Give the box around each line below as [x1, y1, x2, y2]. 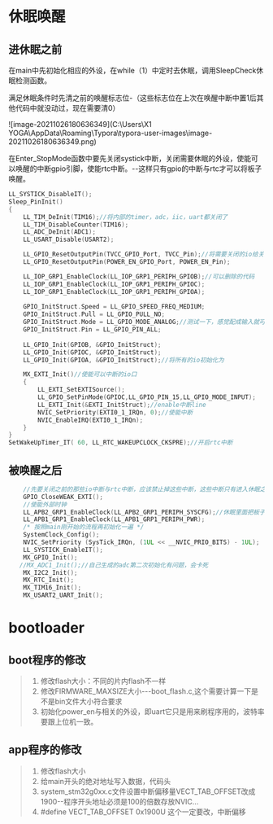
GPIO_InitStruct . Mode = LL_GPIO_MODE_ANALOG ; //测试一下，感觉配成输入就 [23, 318, 260, 327]
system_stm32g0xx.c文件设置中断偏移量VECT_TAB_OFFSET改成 [40, 787, 256, 796]
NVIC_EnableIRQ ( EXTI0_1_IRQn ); [37, 416, 144, 424]
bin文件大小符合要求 [54, 697, 123, 707]
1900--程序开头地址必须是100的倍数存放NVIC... [40, 796, 199, 806]
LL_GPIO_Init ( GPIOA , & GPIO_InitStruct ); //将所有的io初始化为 [23, 356, 225, 364]
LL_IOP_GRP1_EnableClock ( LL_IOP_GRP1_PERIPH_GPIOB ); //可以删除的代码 [23, 272, 255, 281]
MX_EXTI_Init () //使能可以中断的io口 [23, 370, 137, 379]
